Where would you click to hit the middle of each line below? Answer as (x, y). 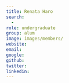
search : (15, 17)
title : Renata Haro (30, 11)
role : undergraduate (31, 28)
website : (17, 44)
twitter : (17, 66)
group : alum (20, 33)
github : (15, 60)
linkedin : (18, 71)
